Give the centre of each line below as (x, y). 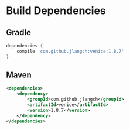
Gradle (18, 32)
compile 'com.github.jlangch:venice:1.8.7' (71, 51)
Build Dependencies (56, 11)
